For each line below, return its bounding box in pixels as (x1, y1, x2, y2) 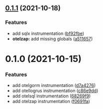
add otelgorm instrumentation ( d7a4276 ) (12, 82, 96, 88)
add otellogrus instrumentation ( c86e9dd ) (12, 87, 99, 94)
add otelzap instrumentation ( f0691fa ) (12, 98, 91, 104)
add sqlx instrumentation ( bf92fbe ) (12, 30, 85, 36)
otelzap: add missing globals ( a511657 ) (12, 35, 93, 41)
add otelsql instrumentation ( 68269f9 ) (12, 93, 91, 99)
